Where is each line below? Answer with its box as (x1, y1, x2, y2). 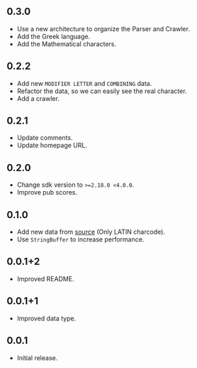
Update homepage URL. (16, 141, 88, 150)
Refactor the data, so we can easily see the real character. (16, 87, 187, 95)
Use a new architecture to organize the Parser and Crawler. (16, 24, 191, 33)
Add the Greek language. (16, 32, 90, 40)
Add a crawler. (16, 94, 60, 102)
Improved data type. (16, 314, 77, 323)
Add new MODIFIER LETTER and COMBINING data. (16, 79, 152, 87)
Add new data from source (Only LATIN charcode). (16, 227, 166, 237)
